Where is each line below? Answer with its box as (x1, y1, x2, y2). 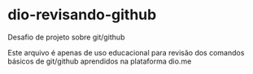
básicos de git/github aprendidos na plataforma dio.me (7, 56, 192, 66)
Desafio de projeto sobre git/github (7, 32, 125, 42)
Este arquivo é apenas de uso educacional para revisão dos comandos (7, 47, 245, 57)
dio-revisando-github (7, 6, 157, 24)
